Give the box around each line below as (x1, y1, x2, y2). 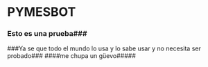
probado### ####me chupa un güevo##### (7, 52, 137, 60)
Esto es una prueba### (7, 29, 88, 39)
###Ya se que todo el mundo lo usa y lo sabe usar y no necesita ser (7, 44, 201, 52)
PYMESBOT (7, 4, 76, 20)
